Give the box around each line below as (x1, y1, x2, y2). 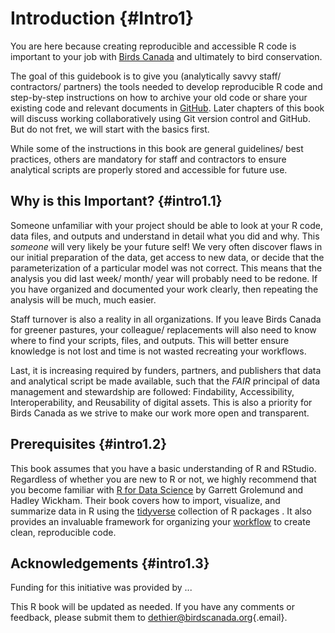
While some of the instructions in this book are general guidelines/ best (10, 142, 304, 154)
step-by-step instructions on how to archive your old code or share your (10, 91, 308, 103)
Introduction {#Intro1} (10, 7, 195, 30)
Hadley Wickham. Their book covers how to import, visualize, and (10, 494, 281, 506)
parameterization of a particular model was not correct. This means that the (10, 262, 323, 274)
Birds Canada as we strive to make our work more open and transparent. (10, 407, 310, 419)
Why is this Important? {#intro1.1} (10, 193, 223, 210)
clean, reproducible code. (10, 526, 117, 538)
